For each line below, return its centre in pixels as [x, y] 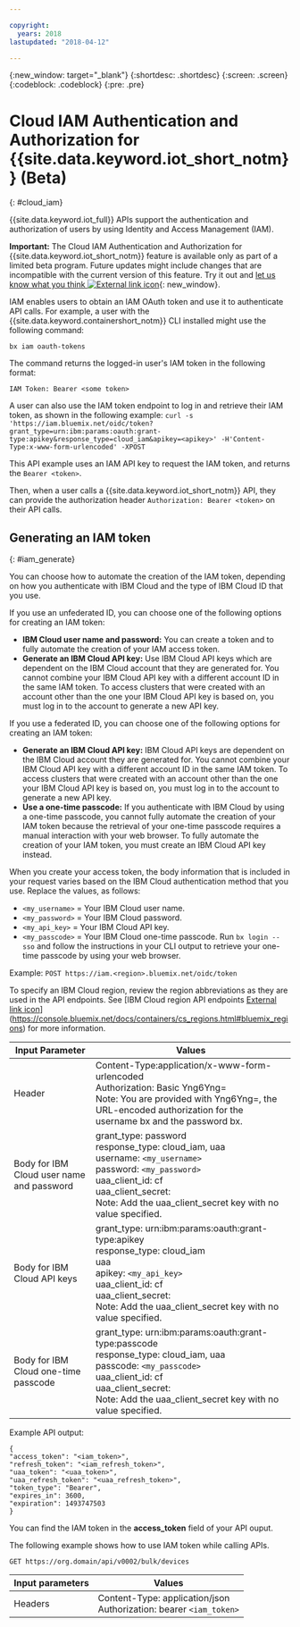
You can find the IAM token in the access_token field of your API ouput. [142, 1528]
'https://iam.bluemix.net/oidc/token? [81, 424]
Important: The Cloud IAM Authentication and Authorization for [126, 247]
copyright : [29, 25]
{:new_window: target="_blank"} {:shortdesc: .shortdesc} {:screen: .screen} [149, 75]
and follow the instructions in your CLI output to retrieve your [149, 946]
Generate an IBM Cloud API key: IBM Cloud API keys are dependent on [153, 751]
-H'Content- [243, 440]
